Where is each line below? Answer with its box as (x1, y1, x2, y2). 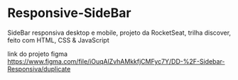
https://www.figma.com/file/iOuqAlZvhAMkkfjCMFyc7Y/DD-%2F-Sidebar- (7, 57, 225, 65)
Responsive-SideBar (7, 5, 131, 21)
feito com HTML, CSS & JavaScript (7, 35, 109, 44)
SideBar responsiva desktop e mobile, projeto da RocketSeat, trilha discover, (7, 28, 232, 37)
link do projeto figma (7, 50, 68, 58)
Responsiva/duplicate (7, 64, 71, 73)
